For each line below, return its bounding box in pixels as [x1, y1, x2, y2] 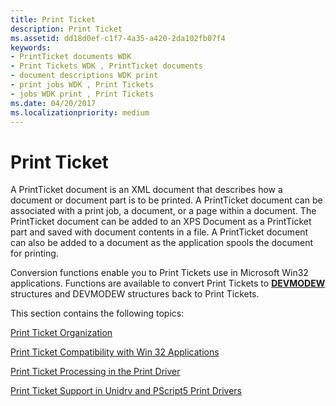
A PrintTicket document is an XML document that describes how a [10, 184, 283, 196]
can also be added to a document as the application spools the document [10, 237, 314, 249]
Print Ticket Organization [10, 327, 113, 339]
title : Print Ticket [10, 14, 97, 25]
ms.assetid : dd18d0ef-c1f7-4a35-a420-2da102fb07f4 [10, 33, 226, 43]
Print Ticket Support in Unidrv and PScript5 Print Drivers [10, 385, 242, 397]
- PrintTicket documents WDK [10, 52, 132, 62]
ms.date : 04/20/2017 [10, 98, 97, 108]
